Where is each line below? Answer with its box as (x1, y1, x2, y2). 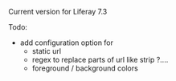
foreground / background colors (31, 63, 138, 73)
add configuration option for (19, 38, 114, 47)
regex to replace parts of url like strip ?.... (31, 55, 169, 64)
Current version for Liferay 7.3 (8, 7, 108, 16)
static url (31, 47, 62, 55)
